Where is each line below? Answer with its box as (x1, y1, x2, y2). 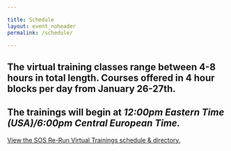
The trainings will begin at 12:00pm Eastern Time (7, 106, 225, 118)
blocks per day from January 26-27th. (7, 83, 176, 95)
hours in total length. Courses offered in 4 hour (7, 72, 215, 84)
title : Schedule (7, 16, 54, 23)
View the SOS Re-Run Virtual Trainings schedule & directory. (7, 136, 181, 144)
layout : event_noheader (7, 22, 77, 30)
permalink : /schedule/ (7, 29, 73, 36)
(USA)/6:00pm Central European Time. (7, 118, 181, 129)
